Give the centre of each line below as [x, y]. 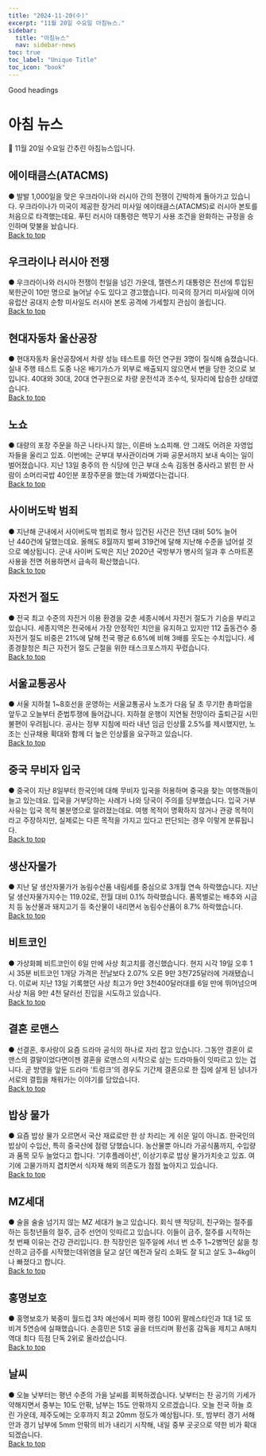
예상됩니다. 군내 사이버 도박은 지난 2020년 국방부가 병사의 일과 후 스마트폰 [138, 551]
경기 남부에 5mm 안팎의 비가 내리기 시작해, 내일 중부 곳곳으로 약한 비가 [132, 1424]
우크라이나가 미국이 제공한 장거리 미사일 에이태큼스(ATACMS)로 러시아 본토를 [138, 206]
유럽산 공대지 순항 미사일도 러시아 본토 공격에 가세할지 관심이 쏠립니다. [117, 302]
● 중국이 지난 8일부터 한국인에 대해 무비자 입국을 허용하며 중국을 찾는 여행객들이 [133, 791]
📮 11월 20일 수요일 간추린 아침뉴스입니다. [71, 148]
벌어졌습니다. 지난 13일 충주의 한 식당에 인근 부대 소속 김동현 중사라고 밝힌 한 [127, 465]
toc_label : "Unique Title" [53, 60]
